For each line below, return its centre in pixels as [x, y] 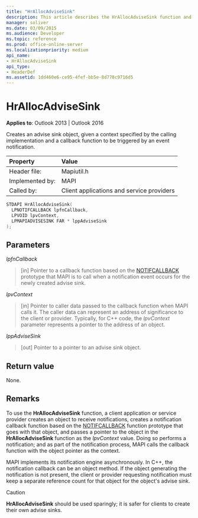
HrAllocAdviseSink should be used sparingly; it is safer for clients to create [98, 504]
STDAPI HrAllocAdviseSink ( [39, 205]
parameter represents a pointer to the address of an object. [93, 324]
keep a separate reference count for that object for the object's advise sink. [98, 481]
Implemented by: [33, 181]
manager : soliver [27, 22]
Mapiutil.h [75, 172]
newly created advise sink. [53, 283]
